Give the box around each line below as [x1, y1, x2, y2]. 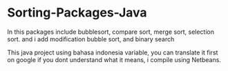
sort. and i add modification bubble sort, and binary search [7, 34, 175, 43]
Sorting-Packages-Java [7, 5, 147, 21]
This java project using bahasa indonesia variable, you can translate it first [7, 48, 218, 57]
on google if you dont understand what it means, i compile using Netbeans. [7, 55, 221, 63]
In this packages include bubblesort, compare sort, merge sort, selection [7, 28, 215, 36]
